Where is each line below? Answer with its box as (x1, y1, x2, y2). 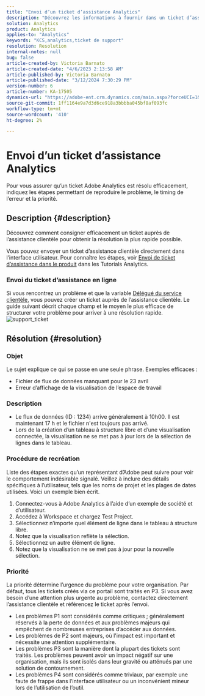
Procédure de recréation (6, 454, 81, 463)
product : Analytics (6, 26, 56, 32)
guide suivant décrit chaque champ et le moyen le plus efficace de (6, 302, 174, 310)
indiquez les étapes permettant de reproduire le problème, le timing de (6, 189, 184, 196)
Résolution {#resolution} (6, 333, 103, 343)
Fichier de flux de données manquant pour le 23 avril (15, 377, 149, 384)
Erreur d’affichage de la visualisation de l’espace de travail (15, 384, 162, 391)
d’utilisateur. (15, 506, 46, 514)
